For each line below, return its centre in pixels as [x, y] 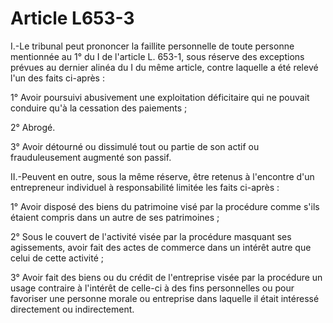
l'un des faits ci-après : [57, 78]
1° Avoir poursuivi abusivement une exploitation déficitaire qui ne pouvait [160, 97]
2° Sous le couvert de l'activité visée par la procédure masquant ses [151, 236]
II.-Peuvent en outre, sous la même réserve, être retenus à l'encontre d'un [162, 176]
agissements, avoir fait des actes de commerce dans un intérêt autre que [161, 247]
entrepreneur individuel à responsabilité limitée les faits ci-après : [145, 187]
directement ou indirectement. [72, 309]
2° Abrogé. [33, 127]
